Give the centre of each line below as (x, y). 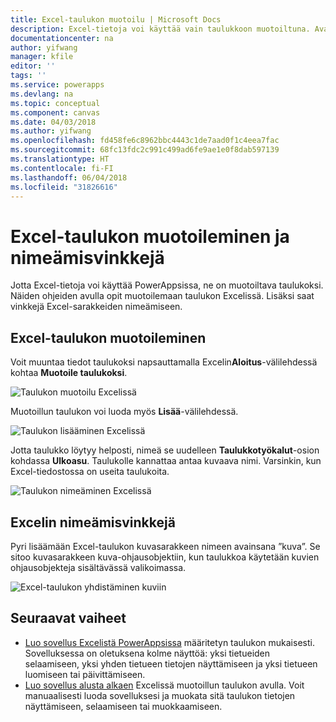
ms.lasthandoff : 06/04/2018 (69, 177)
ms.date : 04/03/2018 (53, 122)
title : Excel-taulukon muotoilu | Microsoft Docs (116, 19)
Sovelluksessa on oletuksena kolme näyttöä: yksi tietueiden (147, 653)
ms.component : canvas (55, 112)
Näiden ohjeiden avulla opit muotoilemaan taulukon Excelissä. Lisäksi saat (162, 296)
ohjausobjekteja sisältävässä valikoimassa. (98, 567)
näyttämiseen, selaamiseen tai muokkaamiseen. (123, 706)
